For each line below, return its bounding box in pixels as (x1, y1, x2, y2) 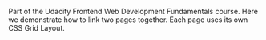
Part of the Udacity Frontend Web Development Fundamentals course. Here (8, 7, 259, 16)
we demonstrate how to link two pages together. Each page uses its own (8, 15, 248, 24)
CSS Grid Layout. (8, 24, 66, 32)
